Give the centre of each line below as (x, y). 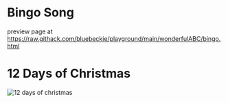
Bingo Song (41, 13)
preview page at (30, 31)
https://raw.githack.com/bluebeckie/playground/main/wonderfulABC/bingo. (114, 38)
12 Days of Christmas (69, 74)
